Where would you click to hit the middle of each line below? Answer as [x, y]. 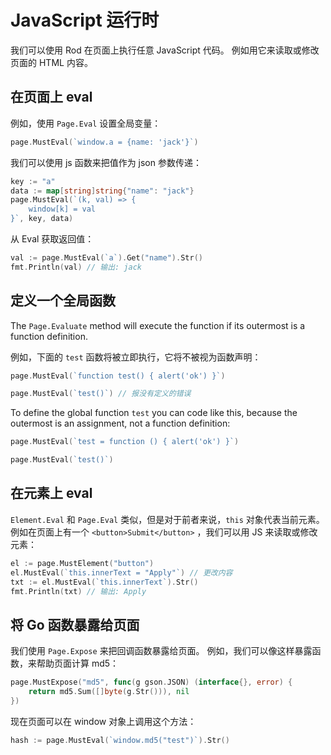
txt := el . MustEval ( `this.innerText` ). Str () [104, 582]
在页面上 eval [51, 97]
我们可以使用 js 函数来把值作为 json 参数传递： [106, 162]
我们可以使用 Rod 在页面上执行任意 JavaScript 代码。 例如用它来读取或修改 [165, 50]
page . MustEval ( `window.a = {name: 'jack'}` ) [104, 142]
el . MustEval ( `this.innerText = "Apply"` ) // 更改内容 [121, 572]
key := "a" [33, 181]
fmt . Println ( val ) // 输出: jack [76, 267]
